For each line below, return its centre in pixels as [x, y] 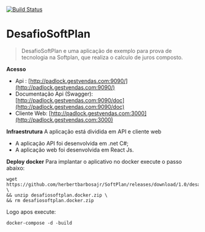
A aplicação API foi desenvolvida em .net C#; [72, 143]
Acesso [16, 69]
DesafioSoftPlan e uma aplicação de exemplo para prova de [96, 51]
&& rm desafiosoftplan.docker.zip [50, 200]
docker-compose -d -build [39, 223]
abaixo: [16, 168]
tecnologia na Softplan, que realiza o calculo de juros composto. [102, 57]
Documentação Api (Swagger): [54, 94]
